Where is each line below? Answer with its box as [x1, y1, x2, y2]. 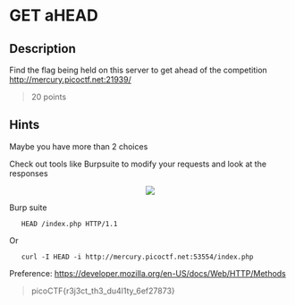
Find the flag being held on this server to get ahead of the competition [9, 64, 268, 75]
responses [9, 167, 48, 179]
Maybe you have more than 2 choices [9, 140, 148, 152]
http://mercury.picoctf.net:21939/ [9, 74, 131, 85]
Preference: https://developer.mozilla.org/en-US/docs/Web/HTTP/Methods [9, 267, 286, 278]
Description [9, 41, 76, 56]
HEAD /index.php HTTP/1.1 [21, 219, 118, 228]
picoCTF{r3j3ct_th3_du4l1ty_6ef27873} [30, 285, 176, 296]
